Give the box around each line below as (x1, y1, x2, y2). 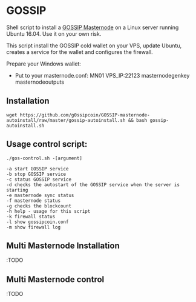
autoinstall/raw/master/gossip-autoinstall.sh (6, 117, 126, 123)
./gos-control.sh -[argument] (6, 155, 83, 161)
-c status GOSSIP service (6, 176, 71, 183)
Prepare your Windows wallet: (6, 60, 82, 67)
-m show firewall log (6, 224, 61, 230)
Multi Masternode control (6, 274, 105, 284)
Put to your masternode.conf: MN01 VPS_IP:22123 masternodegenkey (15, 72, 190, 79)
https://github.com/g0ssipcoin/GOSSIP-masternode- (19, 112, 150, 118)
